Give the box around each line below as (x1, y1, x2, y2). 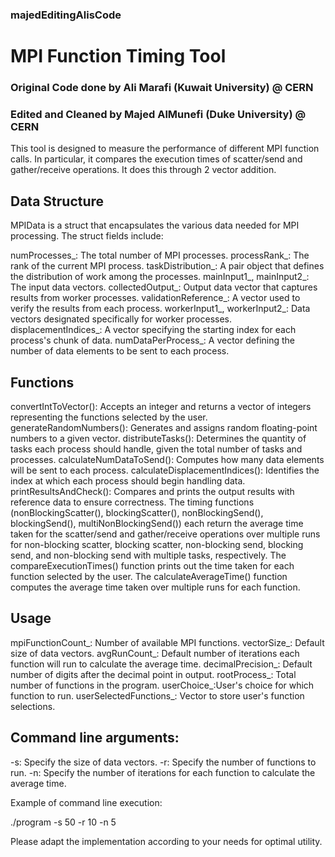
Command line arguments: (10, 729, 180, 747)
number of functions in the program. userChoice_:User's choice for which (10, 679, 315, 691)
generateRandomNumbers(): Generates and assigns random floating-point (10, 421, 318, 433)
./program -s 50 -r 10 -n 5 (10, 816, 117, 828)
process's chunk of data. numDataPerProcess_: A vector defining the (10, 334, 295, 347)
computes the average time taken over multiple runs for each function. (10, 581, 301, 593)
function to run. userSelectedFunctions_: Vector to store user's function (10, 689, 305, 702)
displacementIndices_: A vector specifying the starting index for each (10, 324, 297, 336)
